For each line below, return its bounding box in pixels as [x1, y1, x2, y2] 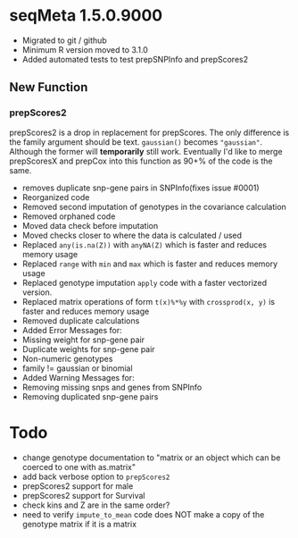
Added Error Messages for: [21, 324, 122, 335]
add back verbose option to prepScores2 [21, 471, 170, 482]
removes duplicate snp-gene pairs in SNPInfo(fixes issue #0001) [21, 182, 261, 193]
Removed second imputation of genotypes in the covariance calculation [21, 201, 287, 212]
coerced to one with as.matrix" [21, 461, 137, 472]
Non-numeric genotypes [21, 353, 113, 364]
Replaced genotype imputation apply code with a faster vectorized [21, 277, 268, 288]
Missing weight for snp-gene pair [21, 334, 145, 345]
